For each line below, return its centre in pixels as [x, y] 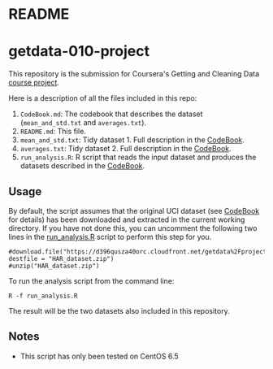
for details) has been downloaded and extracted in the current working [127, 219]
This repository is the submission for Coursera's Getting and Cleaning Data [134, 74]
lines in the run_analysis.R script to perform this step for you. [110, 237]
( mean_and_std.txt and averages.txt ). [83, 123]
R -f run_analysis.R [43, 296]
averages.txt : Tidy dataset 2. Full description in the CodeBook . [126, 149]
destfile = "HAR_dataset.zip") [61, 258]
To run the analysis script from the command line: [91, 280]
